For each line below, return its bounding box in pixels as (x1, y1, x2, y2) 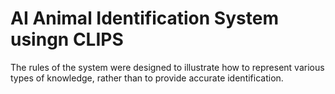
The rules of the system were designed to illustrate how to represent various (10, 61, 325, 73)
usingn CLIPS (10, 28, 124, 51)
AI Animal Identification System (10, 7, 279, 30)
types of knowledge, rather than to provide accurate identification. (10, 72, 284, 84)
